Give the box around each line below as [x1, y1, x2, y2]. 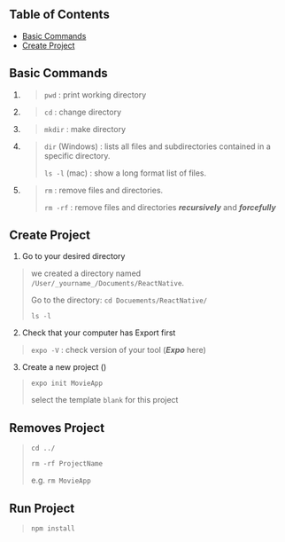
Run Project [9, 500, 75, 515]
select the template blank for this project [30, 395, 179, 405]
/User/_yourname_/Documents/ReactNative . [30, 278, 184, 288]
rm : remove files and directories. [43, 185, 164, 195]
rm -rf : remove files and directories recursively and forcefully [43, 201, 276, 212]
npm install [30, 524, 75, 533]
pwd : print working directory [43, 89, 147, 100]
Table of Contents [9, 7, 111, 22]
